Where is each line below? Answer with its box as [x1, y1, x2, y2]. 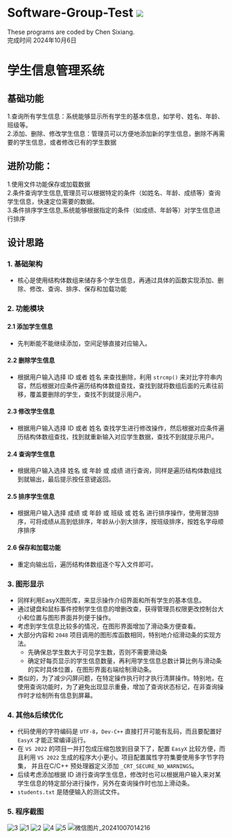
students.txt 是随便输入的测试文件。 [17, 787, 123, 796]
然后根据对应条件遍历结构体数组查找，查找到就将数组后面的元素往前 [29, 381, 224, 390]
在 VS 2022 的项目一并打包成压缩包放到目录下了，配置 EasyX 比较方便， [17, 745, 220, 753]
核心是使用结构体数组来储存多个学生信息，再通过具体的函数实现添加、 [17, 276, 218, 284]
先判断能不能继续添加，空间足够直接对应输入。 [17, 339, 151, 347]
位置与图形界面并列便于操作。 [29, 613, 115, 621]
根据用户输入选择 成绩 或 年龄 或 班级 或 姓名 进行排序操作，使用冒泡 [17, 509, 213, 517]
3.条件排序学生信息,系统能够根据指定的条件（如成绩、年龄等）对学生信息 [7, 206, 215, 214]
